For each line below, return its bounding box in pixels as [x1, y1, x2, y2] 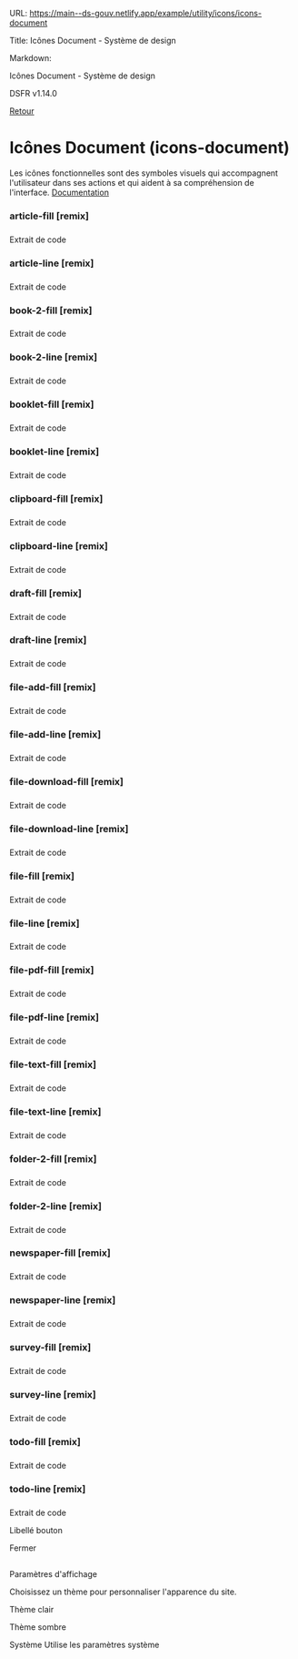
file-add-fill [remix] [9, 681, 96, 694]
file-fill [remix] [9, 870, 75, 882]
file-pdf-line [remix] [9, 1011, 100, 1023]
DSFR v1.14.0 [9, 88, 57, 98]
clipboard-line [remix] [9, 539, 109, 552]
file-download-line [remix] [9, 822, 129, 835]
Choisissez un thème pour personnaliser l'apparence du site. [9, 1586, 237, 1597]
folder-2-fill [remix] [9, 1152, 97, 1165]
